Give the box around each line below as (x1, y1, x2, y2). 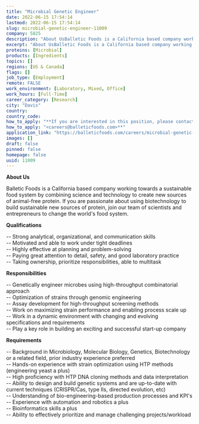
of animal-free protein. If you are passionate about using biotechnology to (6, 198, 187, 205)
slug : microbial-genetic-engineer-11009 (6, 25, 108, 31)
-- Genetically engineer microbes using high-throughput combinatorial (6, 281, 178, 288)
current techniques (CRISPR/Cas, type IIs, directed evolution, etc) (6, 386, 166, 393)
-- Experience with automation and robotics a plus (6, 399, 129, 406)
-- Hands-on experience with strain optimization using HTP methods (6, 361, 174, 368)
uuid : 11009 (6, 158, 36, 163)
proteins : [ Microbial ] (6, 47, 62, 53)
